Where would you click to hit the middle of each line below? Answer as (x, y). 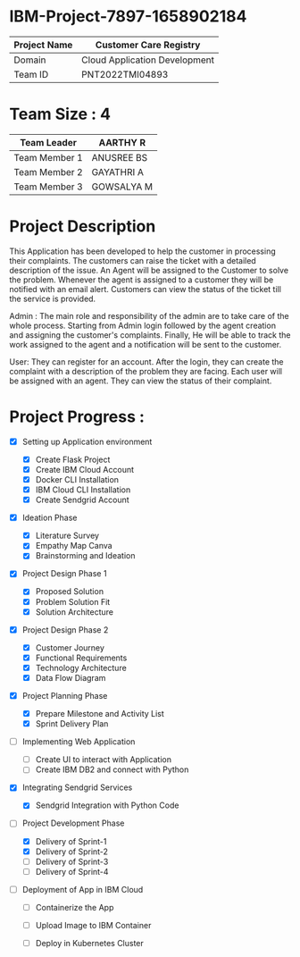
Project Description (83, 227)
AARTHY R (122, 142)
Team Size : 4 (60, 114)
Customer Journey (70, 647)
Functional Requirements (81, 658)
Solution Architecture (75, 612)
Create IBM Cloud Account (85, 469)
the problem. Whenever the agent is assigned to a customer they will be (142, 280)
